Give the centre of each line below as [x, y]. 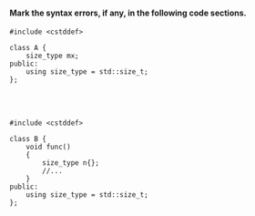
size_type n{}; [71, 163]
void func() [48, 147]
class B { [28, 139]
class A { [28, 48]
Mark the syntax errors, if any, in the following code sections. [128, 13]
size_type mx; [52, 56]
